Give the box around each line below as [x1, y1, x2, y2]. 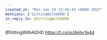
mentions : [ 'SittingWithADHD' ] [5, 12, 70, 17]
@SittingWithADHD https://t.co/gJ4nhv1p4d [5, 30, 95, 36]
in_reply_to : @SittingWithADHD [5, 16, 70, 21]
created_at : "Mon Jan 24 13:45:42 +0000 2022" [5, 7, 103, 12]
